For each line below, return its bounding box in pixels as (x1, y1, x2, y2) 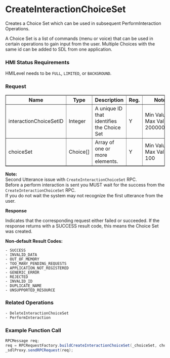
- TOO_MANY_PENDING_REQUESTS (5, 261, 67, 266)
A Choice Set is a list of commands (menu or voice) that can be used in (5, 35, 153, 41)
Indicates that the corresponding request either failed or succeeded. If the (5, 217, 160, 223)
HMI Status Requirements (5, 59, 70, 66)
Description (95, 96, 124, 103)
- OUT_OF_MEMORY (5, 256, 39, 261)
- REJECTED (5, 274, 28, 279)
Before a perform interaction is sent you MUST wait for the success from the (5, 182, 165, 188)
